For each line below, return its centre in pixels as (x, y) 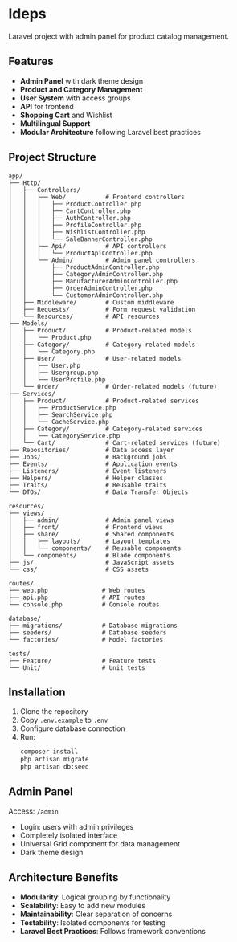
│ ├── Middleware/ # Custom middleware (91, 302)
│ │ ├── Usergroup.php (53, 373)
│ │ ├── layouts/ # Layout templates (90, 541)
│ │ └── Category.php (51, 351)
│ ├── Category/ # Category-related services (106, 429)
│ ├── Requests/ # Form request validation (102, 309)
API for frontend (47, 106)
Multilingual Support (55, 123)
